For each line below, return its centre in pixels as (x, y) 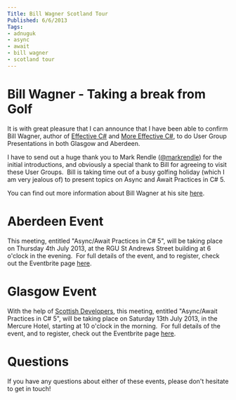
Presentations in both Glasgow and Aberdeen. (74, 143)
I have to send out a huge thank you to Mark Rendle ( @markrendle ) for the (115, 157)
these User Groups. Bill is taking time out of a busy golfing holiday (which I (116, 172)
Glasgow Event (52, 291)
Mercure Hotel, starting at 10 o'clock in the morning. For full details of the (114, 326)
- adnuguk (22, 33)
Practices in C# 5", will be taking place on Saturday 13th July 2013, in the (112, 318)
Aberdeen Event (55, 221)
